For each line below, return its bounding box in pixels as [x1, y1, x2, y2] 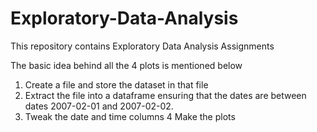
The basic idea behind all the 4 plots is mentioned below [10, 59, 243, 71]
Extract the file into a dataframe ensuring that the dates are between [24, 89, 307, 101]
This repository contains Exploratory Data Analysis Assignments [10, 40, 275, 52]
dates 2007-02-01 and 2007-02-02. [24, 100, 174, 112]
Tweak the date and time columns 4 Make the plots [24, 110, 236, 122]
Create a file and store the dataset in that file [24, 78, 209, 91]
